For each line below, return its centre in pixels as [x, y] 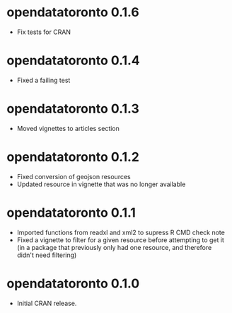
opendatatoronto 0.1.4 [73, 61]
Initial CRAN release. [47, 303]
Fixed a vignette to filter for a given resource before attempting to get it [120, 240]
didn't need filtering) [47, 255]
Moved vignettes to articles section [68, 128]
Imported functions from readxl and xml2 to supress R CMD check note [121, 232]
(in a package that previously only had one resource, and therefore [114, 247]
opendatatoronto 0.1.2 [73, 157]
